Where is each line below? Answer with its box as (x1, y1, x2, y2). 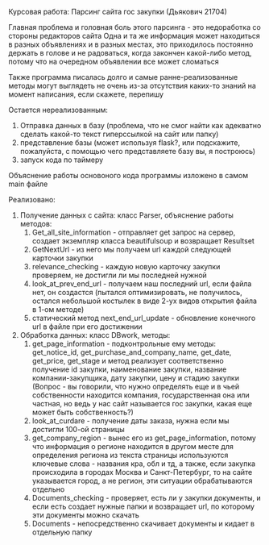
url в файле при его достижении (31, 322, 143, 331)
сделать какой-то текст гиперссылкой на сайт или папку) (19, 129, 219, 139)
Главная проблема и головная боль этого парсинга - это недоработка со (8, 23, 262, 31)
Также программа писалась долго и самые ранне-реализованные (8, 73, 238, 81)
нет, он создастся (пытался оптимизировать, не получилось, (31, 288, 243, 297)
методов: (19, 219, 52, 228)
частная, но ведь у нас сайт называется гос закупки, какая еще (31, 399, 252, 408)
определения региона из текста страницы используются (31, 451, 229, 460)
